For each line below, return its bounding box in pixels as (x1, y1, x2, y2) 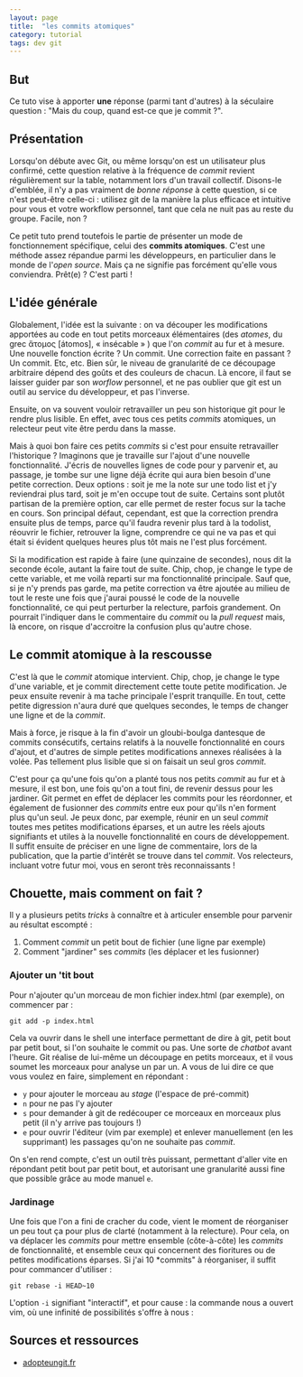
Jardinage (9, 1196, 55, 1208)
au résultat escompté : (9, 919, 93, 930)
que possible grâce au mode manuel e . (9, 1173, 153, 1184)
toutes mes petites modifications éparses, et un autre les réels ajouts (9, 821, 266, 832)
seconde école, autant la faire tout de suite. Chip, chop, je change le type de (9, 563, 293, 574)
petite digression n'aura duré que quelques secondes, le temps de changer (9, 700, 289, 711)
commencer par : (9, 999, 74, 1009)
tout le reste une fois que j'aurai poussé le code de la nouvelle (9, 592, 241, 603)
